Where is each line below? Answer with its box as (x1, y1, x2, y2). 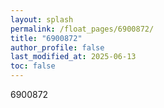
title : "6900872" (10, 33, 83, 43)
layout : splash (10, 14, 74, 25)
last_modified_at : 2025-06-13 (10, 52, 137, 62)
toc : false (10, 61, 56, 71)
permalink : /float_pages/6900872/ (10, 24, 155, 34)
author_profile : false (10, 42, 105, 53)
